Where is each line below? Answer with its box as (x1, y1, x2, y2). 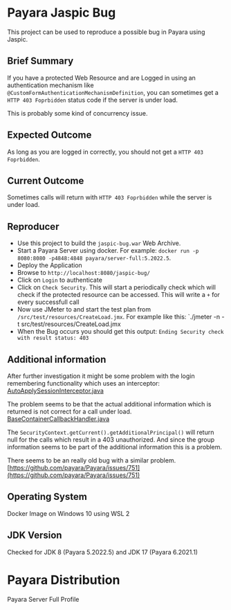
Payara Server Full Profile (7, 595, 80, 603)
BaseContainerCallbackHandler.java (7, 415, 109, 423)
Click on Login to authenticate (17, 276, 102, 285)
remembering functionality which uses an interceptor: (7, 379, 160, 387)
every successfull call (17, 298, 80, 306)
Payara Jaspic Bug (7, 5, 116, 21)
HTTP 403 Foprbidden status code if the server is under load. (7, 96, 178, 104)
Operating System (7, 491, 88, 503)
